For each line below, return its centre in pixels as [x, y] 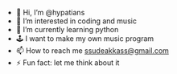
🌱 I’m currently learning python [67, 29]
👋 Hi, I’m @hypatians [50, 12]
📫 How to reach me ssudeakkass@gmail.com [92, 51]
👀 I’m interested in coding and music [76, 21]
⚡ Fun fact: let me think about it [68, 63]
